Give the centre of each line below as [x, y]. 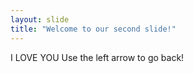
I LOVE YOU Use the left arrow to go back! [97, 57]
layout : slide [40, 19]
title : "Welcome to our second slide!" [93, 29]
